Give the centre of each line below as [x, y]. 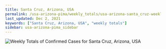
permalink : [16, 14]
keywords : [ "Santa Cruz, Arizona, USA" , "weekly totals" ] [66, 23]
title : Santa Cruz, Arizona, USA [40, 9]
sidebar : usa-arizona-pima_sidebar [42, 28]
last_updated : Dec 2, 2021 [33, 18]
